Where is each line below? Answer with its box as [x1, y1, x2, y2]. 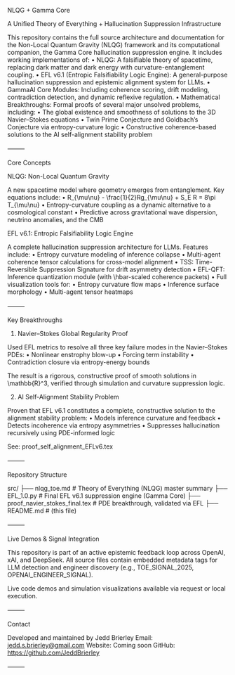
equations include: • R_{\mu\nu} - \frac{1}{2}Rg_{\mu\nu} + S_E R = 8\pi [7, 193, 216, 201]
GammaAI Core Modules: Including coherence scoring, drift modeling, [7, 86, 210, 94]
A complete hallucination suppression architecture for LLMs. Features [7, 243, 208, 251]
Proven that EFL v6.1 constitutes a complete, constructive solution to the [7, 406, 216, 414]
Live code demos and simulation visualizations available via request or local [7, 584, 226, 593]
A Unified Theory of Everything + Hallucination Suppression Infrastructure [7, 20, 222, 27]
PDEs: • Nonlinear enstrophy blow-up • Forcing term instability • [7, 351, 194, 359]
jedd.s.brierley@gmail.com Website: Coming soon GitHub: [7, 641, 175, 649]
